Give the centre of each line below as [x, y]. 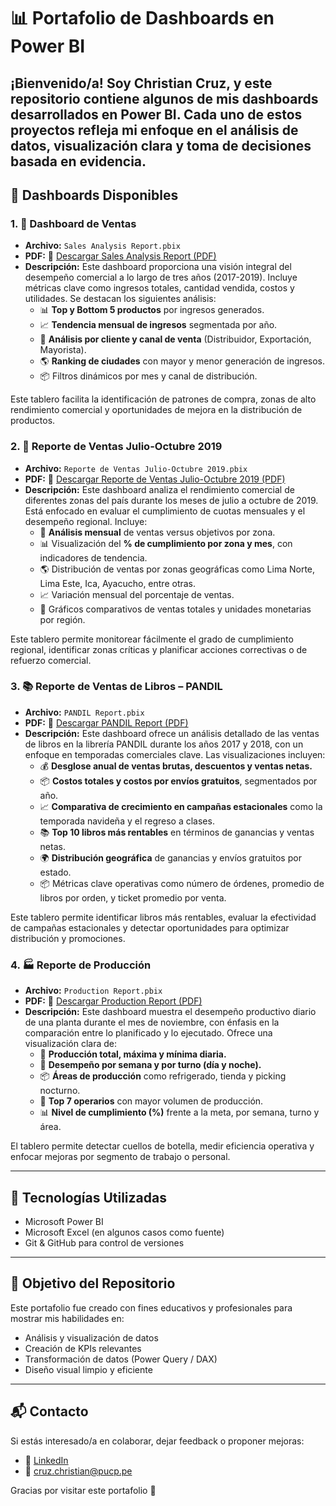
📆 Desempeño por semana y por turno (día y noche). [150, 1065]
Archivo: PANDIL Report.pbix [84, 712]
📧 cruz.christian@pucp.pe [78, 1471]
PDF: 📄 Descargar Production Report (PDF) [113, 1001]
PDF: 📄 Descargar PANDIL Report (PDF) [106, 722]
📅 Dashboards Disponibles [94, 195]
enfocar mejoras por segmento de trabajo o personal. [120, 1157]
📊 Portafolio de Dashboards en [142, 18]
